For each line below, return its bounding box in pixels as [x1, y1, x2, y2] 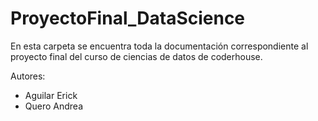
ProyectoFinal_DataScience [10, 7, 246, 30]
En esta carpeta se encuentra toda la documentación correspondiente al [10, 40, 309, 52]
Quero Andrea [24, 100, 84, 112]
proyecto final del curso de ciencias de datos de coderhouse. [10, 50, 263, 62]
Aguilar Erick [24, 89, 78, 101]
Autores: [10, 70, 46, 82]
